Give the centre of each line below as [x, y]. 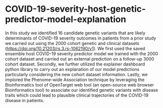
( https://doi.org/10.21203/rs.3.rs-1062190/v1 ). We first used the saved [75, 48]
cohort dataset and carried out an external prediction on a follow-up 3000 [80, 59]
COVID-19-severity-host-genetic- [75, 9]
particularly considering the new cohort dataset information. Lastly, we [76, 74]
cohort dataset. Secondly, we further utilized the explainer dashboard [75, 64]
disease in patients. [25, 100]
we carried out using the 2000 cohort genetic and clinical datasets [72, 43]
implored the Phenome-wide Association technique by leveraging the [75, 80]
